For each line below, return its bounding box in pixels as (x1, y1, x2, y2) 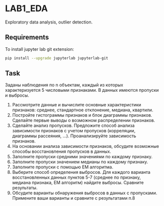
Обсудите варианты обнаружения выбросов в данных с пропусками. (12, 190, 158, 196)
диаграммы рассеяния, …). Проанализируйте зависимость (12, 133, 136, 139)
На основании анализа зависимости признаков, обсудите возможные (12, 144, 159, 149)
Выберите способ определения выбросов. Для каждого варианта (12, 169, 151, 175)
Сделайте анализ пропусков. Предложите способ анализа (12, 123, 135, 128)
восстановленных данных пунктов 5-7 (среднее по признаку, (12, 174, 141, 181)
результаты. (12, 185, 38, 191)
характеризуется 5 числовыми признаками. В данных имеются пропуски (5, 87, 159, 93)
